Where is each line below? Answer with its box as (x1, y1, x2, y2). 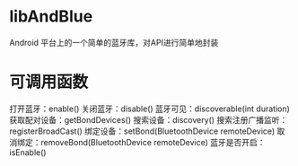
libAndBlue (9, 6, 93, 27)
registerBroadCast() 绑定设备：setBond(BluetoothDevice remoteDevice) (9, 126, 276, 136)
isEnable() (9, 146, 47, 158)
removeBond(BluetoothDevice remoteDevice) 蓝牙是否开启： (39, 136, 267, 147)
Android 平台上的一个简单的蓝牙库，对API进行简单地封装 (9, 37, 219, 48)
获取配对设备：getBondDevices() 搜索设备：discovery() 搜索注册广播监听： (9, 114, 288, 125)
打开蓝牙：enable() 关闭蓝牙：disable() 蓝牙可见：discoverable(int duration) (9, 103, 290, 114)
